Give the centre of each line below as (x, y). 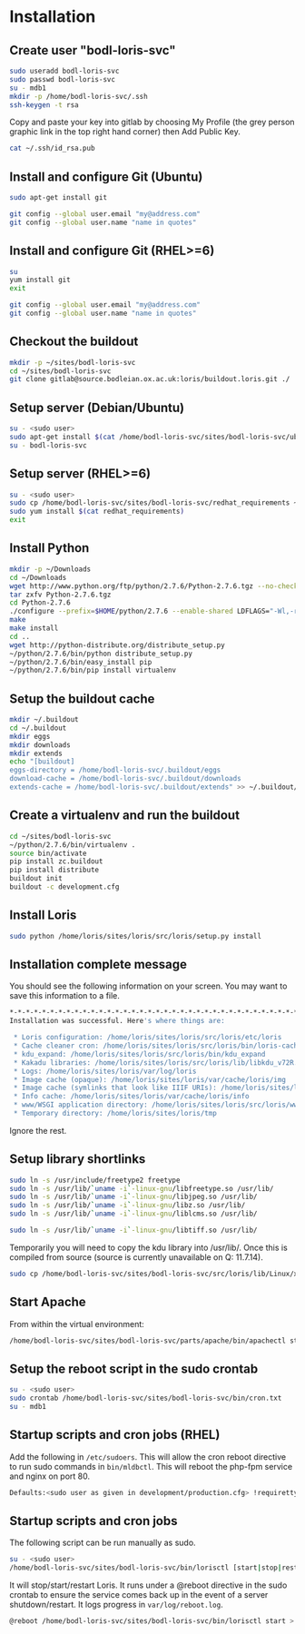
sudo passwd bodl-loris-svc (63, 79)
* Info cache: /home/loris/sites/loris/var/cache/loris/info (131, 1097)
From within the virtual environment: (77, 1324)
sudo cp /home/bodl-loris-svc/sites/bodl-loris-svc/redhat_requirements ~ (154, 503)
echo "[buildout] (42, 762)
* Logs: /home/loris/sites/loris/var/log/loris (105, 1071)
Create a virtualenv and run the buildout (125, 816)
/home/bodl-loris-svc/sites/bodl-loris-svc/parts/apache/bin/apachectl (148, 1341)
